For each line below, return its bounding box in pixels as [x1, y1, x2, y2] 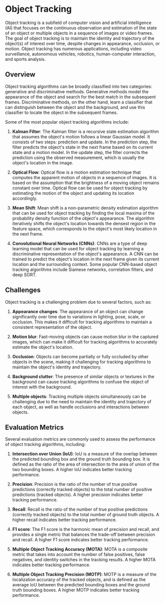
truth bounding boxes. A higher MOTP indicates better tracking [12, 587, 140, 593]
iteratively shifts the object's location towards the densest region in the [12, 220, 156, 226]
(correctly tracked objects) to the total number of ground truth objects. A [12, 512, 160, 518]
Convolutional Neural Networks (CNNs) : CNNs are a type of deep [12, 240, 147, 246]
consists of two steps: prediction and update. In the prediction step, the [12, 139, 157, 145]
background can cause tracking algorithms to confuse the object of [12, 379, 149, 385]
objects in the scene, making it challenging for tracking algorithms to [12, 359, 151, 365]
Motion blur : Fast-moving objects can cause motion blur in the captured [12, 334, 159, 340]
